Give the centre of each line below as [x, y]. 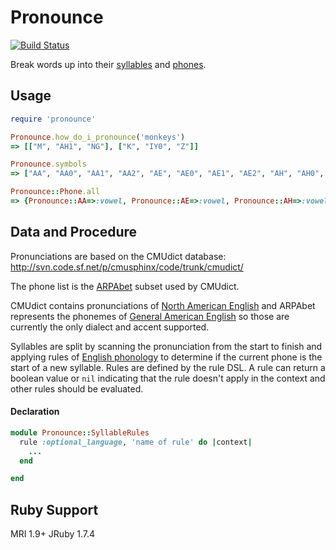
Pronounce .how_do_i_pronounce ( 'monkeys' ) [98, 137]
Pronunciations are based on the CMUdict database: [118, 256]
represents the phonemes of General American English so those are [150, 316]
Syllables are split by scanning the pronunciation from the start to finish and [166, 346]
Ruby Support [54, 509]
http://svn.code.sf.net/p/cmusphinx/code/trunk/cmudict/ [127, 267]
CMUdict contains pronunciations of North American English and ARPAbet [163, 305]
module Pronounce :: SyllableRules [80, 432]
